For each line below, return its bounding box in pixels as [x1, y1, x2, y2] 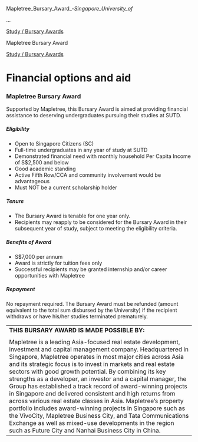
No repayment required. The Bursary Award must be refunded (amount [6, 301, 179, 308]
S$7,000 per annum [14, 253, 63, 260]
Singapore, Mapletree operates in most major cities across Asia [9, 353, 184, 361]
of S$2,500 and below [14, 159, 69, 166]
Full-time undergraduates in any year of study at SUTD [14, 147, 148, 154]
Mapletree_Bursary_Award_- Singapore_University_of [6, 5, 133, 12]
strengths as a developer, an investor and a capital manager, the [9, 375, 187, 383]
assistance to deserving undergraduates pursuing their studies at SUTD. [6, 112, 181, 119]
